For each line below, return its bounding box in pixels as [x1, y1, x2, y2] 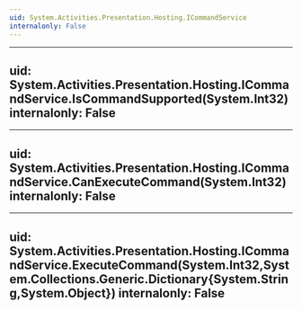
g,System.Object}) [9, 285, 117, 301]
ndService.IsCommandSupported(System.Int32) [9, 91, 289, 106]
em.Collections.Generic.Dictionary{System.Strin [9, 271, 289, 287]
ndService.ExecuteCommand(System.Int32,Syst [9, 257, 289, 272]
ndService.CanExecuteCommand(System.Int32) [9, 174, 287, 190]
